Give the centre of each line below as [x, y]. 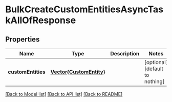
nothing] [154, 81]
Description [125, 54]
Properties [23, 39]
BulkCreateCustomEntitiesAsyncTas [84, 9]
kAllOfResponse [41, 20]
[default [154, 69]
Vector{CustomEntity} [78, 72]
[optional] [156, 62]
